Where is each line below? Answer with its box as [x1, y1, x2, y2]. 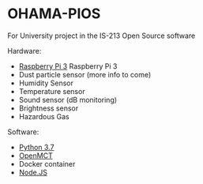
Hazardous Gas [18, 111, 70, 121]
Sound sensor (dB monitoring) [18, 95, 118, 104]
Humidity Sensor [18, 78, 74, 88]
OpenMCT [18, 151, 53, 160]
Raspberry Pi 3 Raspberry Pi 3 [18, 61, 118, 71]
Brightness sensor [18, 103, 79, 113]
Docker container [18, 159, 76, 168]
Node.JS [18, 167, 48, 177]
